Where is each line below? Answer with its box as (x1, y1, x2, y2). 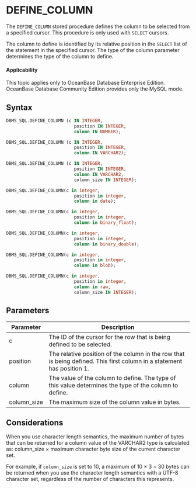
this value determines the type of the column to (48, 381, 178, 389)
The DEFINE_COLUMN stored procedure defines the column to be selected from (6, 23, 190, 30)
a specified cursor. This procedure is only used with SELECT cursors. (6, 29, 169, 36)
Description (101, 323, 135, 331)
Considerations (6, 417, 64, 427)
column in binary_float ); (73, 220, 137, 226)
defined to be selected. (48, 340, 112, 348)
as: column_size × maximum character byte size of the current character (6, 445, 181, 453)
